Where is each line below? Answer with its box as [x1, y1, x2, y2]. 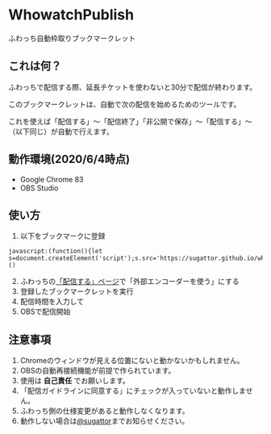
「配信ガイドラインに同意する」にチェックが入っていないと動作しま [19, 386, 246, 396]
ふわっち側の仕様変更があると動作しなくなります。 [19, 406, 190, 416]
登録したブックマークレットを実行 [19, 286, 134, 296]
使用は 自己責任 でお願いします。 [19, 376, 131, 386]
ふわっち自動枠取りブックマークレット [8, 33, 135, 43]
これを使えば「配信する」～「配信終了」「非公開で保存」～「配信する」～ [8, 116, 252, 126]
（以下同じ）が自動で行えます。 [8, 127, 115, 136]
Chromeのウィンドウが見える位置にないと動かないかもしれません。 [19, 356, 244, 365]
